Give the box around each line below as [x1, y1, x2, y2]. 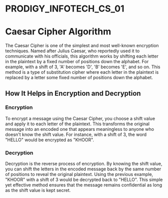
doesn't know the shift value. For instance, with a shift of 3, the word [5, 131, 147, 137]
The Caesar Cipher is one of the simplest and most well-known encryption [5, 43, 159, 49]
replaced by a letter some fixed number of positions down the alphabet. [5, 75, 153, 81]
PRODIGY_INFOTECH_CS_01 [5, 3, 124, 15]
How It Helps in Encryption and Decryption [5, 89, 141, 98]
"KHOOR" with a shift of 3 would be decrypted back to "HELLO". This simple [5, 176, 163, 183]
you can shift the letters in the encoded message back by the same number [5, 166, 161, 172]
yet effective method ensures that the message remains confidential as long [5, 182, 162, 188]
